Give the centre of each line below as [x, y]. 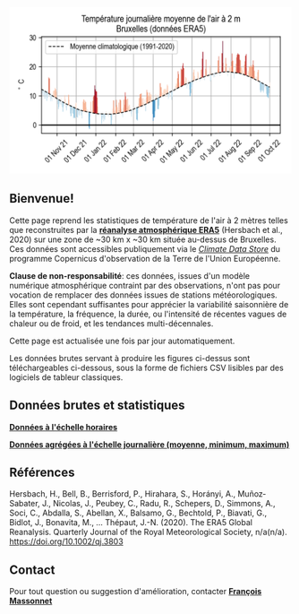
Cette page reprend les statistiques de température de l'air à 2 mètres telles [149, 220]
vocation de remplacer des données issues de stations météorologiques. [143, 295]
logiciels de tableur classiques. [66, 377]
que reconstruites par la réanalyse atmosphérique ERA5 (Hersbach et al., [146, 229]
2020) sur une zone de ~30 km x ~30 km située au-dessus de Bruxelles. [143, 239]
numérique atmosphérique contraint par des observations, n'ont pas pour [145, 285]
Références [42, 473]
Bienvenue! [42, 199]
